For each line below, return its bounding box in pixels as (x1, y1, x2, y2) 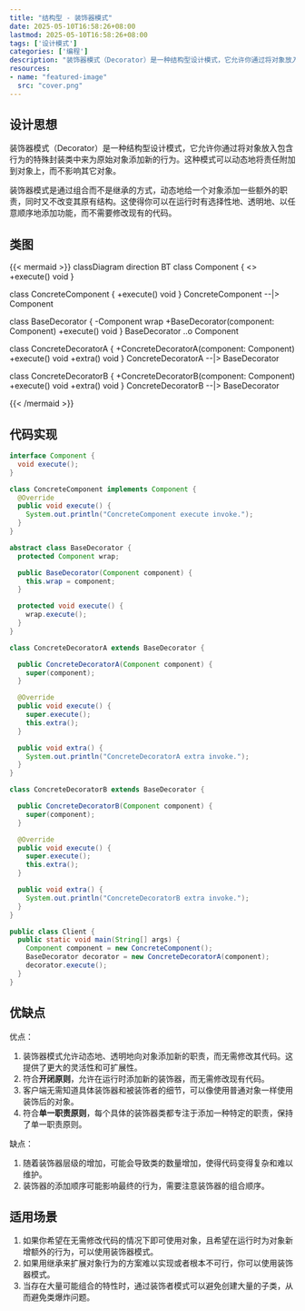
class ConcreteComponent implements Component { (9, 484, 197, 494)
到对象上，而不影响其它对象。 (9, 166, 121, 176)
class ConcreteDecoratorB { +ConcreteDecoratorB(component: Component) (9, 370, 296, 382)
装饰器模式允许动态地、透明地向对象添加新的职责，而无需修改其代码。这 (22, 1050, 293, 1061)
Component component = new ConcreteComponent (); (25, 943, 213, 953)
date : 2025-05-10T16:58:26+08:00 (9, 22, 136, 31)
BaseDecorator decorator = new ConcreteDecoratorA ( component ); (25, 953, 271, 962)
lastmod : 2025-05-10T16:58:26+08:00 (9, 30, 148, 39)
